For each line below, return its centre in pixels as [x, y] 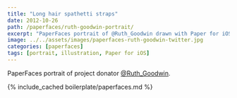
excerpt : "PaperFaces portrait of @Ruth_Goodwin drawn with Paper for [113, 33]
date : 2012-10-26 [33, 20]
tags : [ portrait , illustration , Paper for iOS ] [79, 54]
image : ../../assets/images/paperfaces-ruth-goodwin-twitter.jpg [105, 40]
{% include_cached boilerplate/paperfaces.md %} [80, 87]
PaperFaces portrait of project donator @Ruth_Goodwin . [89, 73]
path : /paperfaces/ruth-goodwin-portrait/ [71, 27]
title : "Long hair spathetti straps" [63, 14]
